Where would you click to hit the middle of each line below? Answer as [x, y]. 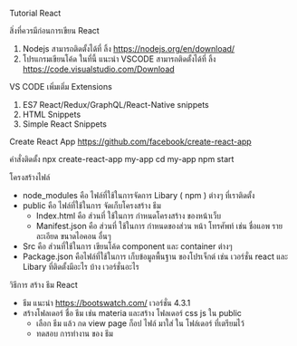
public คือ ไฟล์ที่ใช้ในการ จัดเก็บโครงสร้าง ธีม [91, 206]
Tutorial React [35, 13]
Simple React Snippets [64, 124]
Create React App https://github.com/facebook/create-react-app [130, 141]
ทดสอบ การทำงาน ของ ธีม [74, 333]
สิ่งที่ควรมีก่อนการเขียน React [54, 30]
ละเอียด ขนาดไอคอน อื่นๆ [73, 236]
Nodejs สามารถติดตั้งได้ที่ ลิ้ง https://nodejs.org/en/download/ [129, 48]
